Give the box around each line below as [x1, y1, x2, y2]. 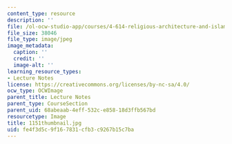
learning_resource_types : [7, 68, 81, 75]
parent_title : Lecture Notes [7, 94, 91, 101]
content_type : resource [7, 10, 76, 17]
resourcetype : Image [7, 113, 67, 120]
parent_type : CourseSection [7, 100, 88, 107]
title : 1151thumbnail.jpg [7, 119, 81, 127]
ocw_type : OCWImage [7, 87, 64, 94]
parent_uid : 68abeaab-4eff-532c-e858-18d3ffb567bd [7, 107, 156, 114]
